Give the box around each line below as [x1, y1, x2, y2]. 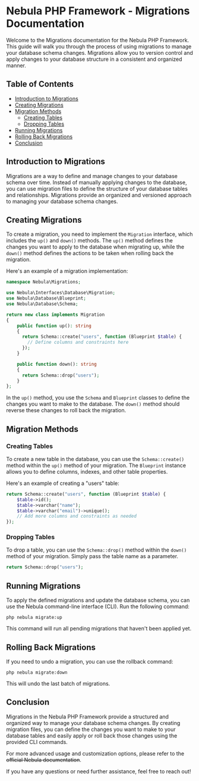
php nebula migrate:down [6, 669, 68, 676]
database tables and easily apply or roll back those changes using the [6, 732, 178, 739]
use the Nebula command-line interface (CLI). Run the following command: [6, 603, 190, 610]
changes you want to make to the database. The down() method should [6, 400, 180, 407]
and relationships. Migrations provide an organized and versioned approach [6, 191, 192, 198]
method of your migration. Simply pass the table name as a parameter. [6, 553, 179, 560]
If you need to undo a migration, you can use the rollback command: [6, 658, 173, 665]
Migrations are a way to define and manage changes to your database [6, 172, 178, 179]
